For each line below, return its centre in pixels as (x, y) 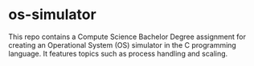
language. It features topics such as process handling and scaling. (118, 53)
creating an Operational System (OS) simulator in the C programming (123, 45)
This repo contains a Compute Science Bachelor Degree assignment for (127, 37)
